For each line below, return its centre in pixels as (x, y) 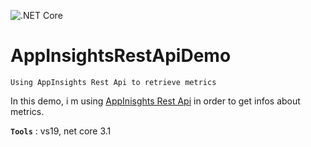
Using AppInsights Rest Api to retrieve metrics (113, 82)
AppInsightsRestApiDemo (121, 56)
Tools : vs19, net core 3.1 (61, 131)
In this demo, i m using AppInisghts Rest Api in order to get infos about (155, 101)
